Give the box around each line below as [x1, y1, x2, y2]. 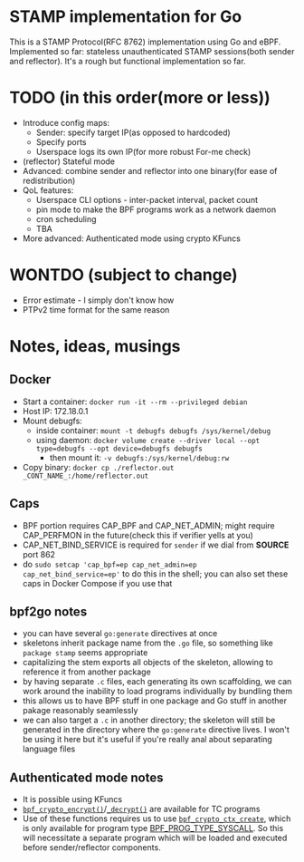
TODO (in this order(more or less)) [9, 88, 271, 108]
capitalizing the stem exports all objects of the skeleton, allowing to [22, 657, 273, 668]
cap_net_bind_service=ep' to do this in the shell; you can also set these [22, 568, 289, 579]
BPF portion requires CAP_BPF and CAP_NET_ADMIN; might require [22, 519, 276, 531]
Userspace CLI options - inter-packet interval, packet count [35, 194, 258, 205]
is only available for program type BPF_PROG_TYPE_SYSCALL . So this [22, 823, 284, 834]
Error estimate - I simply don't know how [22, 295, 175, 305]
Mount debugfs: [22, 415, 83, 426]
